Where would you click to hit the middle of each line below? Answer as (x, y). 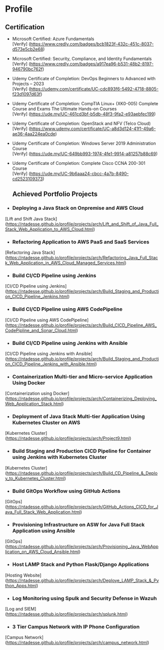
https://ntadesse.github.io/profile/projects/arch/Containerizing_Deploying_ (82, 399)
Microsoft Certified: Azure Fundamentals (53, 39)
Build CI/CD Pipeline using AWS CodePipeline (67, 309)
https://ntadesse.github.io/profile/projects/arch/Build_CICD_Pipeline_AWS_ (82, 325)
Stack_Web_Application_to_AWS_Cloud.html (49, 229)
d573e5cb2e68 (28, 49)
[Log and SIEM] (21, 609)
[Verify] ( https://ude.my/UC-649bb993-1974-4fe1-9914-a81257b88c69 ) (85, 154)
